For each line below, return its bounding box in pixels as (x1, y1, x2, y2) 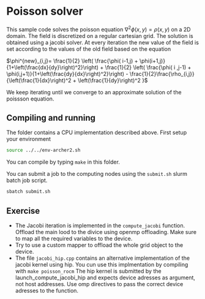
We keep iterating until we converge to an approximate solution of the (6, 88, 182, 96)
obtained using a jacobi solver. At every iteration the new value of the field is (6, 39, 199, 46)
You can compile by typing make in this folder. (6, 158, 121, 166)
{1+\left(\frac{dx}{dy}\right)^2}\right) (6, 63, 99, 71)
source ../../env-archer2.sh (6, 147, 81, 154)
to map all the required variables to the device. (15, 235, 133, 242)
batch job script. (6, 176, 48, 184)
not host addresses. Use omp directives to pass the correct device (15, 280, 184, 287)
